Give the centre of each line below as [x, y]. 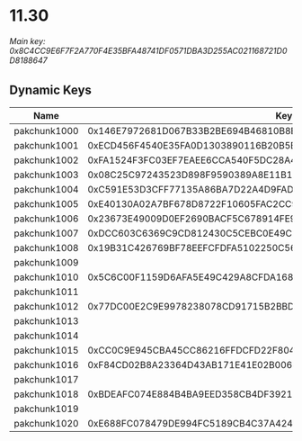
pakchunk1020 [46, 423]
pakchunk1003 [46, 175]
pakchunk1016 [46, 364]
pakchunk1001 [46, 145]
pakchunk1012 [46, 306]
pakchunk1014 [46, 336]
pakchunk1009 [46, 262]
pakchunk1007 [46, 233]
